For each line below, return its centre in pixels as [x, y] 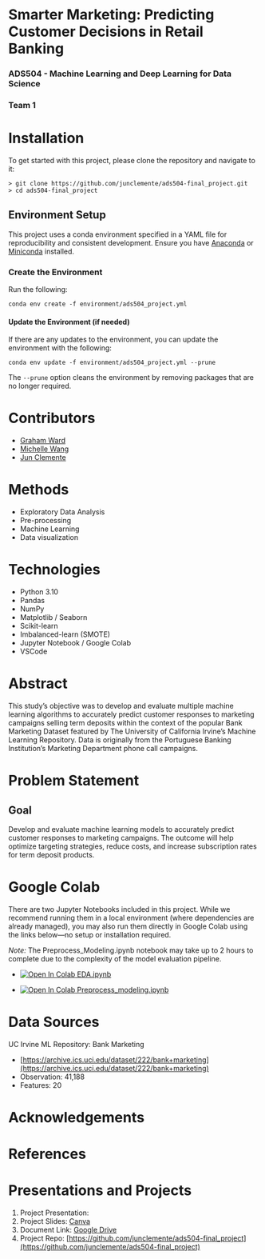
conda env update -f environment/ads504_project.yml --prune [112, 363]
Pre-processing [45, 521]
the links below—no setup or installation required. [90, 934]
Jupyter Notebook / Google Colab [75, 643]
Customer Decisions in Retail [106, 32]
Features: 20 [41, 1085]
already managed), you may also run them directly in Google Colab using [128, 926]
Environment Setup [57, 215]
